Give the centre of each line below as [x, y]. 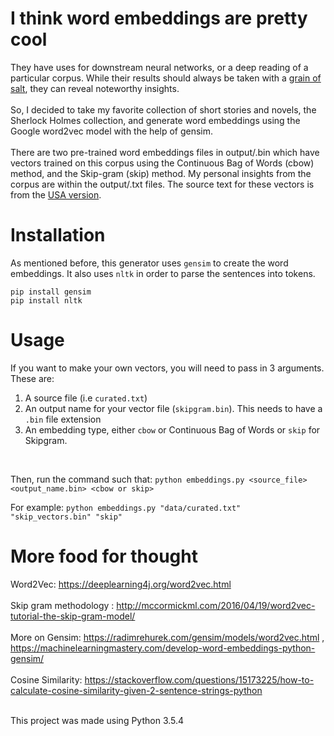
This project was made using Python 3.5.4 [97, 720]
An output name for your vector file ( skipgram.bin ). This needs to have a [173, 408]
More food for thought [104, 556]
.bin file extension [63, 419]
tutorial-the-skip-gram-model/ [73, 616]
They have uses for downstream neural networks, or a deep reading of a [159, 67]
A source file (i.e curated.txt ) [86, 398]
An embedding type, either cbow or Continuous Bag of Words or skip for [172, 429]
